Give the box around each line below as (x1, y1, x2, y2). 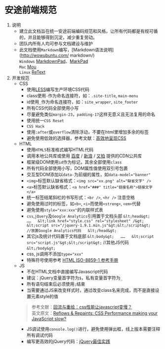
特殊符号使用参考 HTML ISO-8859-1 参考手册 (26, 257, 119, 263)
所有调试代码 (26, 332, 53, 338)
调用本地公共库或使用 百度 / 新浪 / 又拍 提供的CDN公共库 (26, 152, 142, 159)
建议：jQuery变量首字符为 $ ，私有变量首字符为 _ (26, 275, 123, 280)
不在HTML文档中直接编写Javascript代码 (26, 269, 108, 275)
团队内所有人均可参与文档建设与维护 (19, 40, 93, 46)
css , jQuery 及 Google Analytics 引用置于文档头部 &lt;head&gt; (26, 213, 150, 219)
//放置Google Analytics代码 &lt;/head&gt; (26, 228, 117, 233)
